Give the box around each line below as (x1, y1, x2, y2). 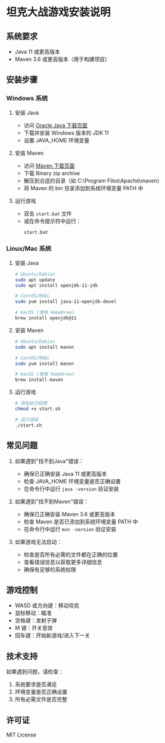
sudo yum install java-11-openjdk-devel (14, 299, 117, 305)
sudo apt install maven (14, 344, 74, 350)
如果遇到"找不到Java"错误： (14, 457, 85, 464)
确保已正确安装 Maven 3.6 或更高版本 (23, 510, 116, 517)
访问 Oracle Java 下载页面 (23, 121, 88, 129)
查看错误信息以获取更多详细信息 (23, 558, 102, 565)
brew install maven (14, 377, 64, 383)
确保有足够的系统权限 (23, 566, 76, 573)
